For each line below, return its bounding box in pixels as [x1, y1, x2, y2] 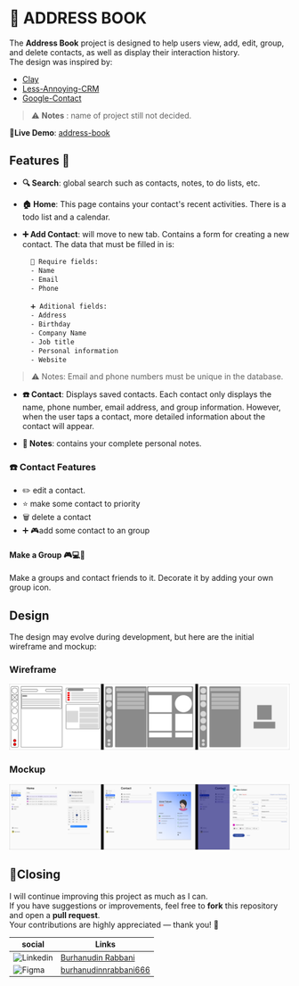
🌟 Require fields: [30, 257, 99, 266]
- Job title [30, 337, 75, 346]
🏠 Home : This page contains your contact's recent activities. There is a [21, 198, 287, 209]
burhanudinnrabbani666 [61, 964, 151, 975]
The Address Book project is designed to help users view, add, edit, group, [9, 37, 285, 48]
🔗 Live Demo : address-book [9, 127, 110, 137]
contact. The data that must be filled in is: [21, 238, 175, 249]
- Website [30, 355, 67, 364]
